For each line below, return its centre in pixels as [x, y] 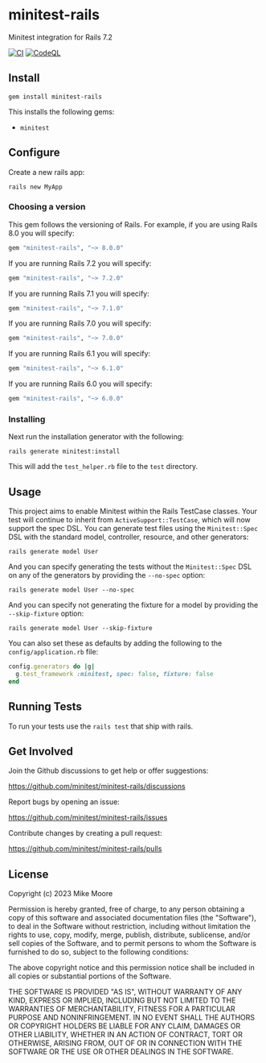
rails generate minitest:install [64, 452]
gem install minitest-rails [55, 97]
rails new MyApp [35, 187]
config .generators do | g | [51, 666]
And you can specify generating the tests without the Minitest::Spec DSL [130, 567]
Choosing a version [47, 207]
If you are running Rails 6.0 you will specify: [80, 384]
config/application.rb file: [53, 652]
